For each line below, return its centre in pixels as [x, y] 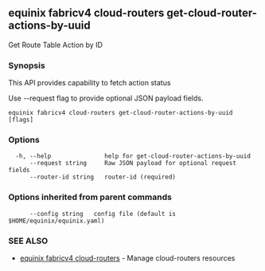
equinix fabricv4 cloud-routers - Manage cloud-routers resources [127, 258]
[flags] [21, 120]
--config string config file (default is [103, 214]
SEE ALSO [28, 241]
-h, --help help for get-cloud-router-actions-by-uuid [133, 156]
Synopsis [27, 65]
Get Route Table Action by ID [56, 45]
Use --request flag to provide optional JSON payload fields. [106, 98]
